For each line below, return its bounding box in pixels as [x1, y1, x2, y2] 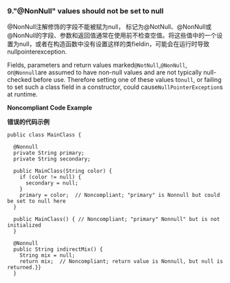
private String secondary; [13, 156, 91, 163]
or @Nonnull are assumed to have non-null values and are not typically [7, 68, 202, 76]
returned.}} [7, 264, 41, 271]
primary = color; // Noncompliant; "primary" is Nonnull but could [19, 192, 220, 199]
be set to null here [7, 198, 67, 205]
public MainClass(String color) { [13, 168, 112, 175]
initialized [7, 222, 41, 229]
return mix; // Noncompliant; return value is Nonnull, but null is [19, 258, 224, 265]
